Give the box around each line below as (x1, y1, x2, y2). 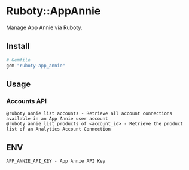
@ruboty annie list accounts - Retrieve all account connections (6, 110, 172, 117)
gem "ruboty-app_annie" (6, 63, 66, 69)
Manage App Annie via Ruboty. (6, 24, 83, 31)
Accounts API (6, 97, 47, 105)
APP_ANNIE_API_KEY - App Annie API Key (6, 158, 106, 164)
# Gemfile (6, 57, 31, 63)
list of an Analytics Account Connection (6, 126, 111, 132)
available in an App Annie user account (6, 116, 109, 122)
